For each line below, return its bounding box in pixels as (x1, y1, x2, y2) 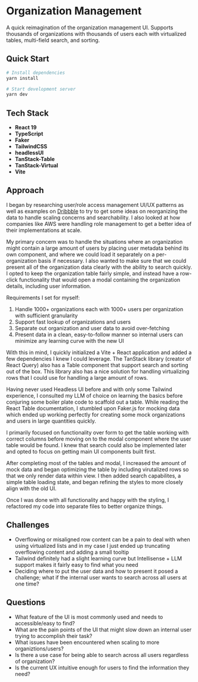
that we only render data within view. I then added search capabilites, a (6, 472, 181, 479)
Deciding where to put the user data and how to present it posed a (14, 568, 178, 575)
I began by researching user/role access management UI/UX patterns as (6, 201, 184, 208)
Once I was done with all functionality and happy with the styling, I (6, 496, 169, 503)
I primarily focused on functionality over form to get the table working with (6, 429, 189, 436)
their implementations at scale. (6, 227, 82, 234)
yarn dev (6, 91, 28, 98)
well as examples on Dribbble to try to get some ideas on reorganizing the (6, 207, 188, 215)
